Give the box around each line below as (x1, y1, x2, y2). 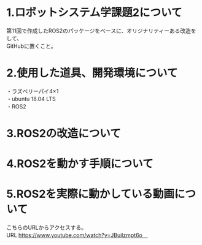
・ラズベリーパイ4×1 (6, 87, 59, 95)
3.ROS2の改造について (6, 127, 121, 141)
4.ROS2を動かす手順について (6, 157, 153, 171)
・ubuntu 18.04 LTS (6, 95, 56, 102)
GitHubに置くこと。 (6, 42, 56, 50)
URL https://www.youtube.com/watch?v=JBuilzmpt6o (6, 232, 142, 239)
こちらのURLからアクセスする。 (6, 224, 87, 232)
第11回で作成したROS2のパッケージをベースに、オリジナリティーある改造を (6, 27, 196, 34)
